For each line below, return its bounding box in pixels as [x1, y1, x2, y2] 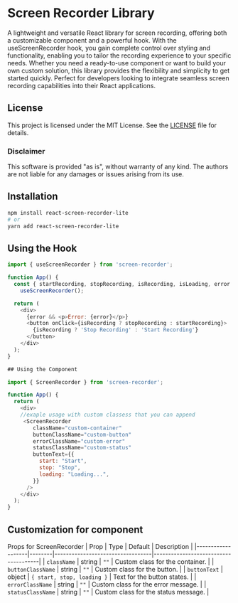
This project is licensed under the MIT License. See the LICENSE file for [7, 121, 217, 129]
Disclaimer [7, 146, 45, 156]
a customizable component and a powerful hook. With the [7, 36, 177, 44]
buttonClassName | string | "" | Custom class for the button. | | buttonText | [7, 565, 224, 573]
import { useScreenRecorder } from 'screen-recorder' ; [7, 261, 173, 268]
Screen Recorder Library [7, 5, 155, 21]
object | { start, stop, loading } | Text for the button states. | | [7, 572, 197, 581]
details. [7, 128, 29, 137]
